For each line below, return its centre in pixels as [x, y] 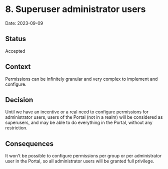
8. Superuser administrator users [75, 9]
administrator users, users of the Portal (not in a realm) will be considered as [84, 117]
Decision [19, 100]
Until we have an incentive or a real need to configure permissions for [77, 112]
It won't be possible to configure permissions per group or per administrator [83, 156]
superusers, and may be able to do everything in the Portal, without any [79, 123]
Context [18, 67]
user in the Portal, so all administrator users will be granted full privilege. [80, 161]
